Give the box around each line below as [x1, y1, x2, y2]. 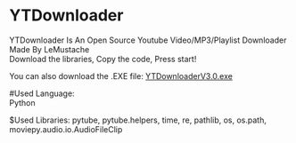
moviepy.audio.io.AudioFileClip [9, 123, 123, 134]
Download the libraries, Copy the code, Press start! [9, 53, 197, 64]
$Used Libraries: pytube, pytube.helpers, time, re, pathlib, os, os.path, [9, 115, 267, 125]
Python [9, 97, 36, 107]
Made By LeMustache [9, 44, 90, 54]
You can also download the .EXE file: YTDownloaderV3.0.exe [9, 70, 234, 81]
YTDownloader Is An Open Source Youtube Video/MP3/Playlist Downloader [9, 35, 287, 45]
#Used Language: [9, 88, 75, 99]
